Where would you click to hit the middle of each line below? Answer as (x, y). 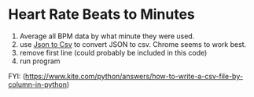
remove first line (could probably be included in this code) (113, 52)
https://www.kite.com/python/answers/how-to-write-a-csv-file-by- (134, 76)
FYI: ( (17, 76)
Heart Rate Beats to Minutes (101, 14)
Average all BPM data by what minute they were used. (107, 36)
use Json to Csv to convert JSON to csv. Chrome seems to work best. (133, 44)
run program (40, 61)
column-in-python (38, 84)
